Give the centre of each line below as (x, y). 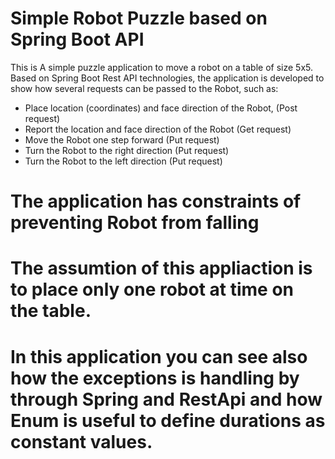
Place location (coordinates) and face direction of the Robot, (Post (161, 108)
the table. (51, 311)
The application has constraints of (156, 201)
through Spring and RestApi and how (166, 399)
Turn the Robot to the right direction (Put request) (127, 150)
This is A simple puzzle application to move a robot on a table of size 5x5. (161, 67)
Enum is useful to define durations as (168, 420)
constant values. (81, 441)
